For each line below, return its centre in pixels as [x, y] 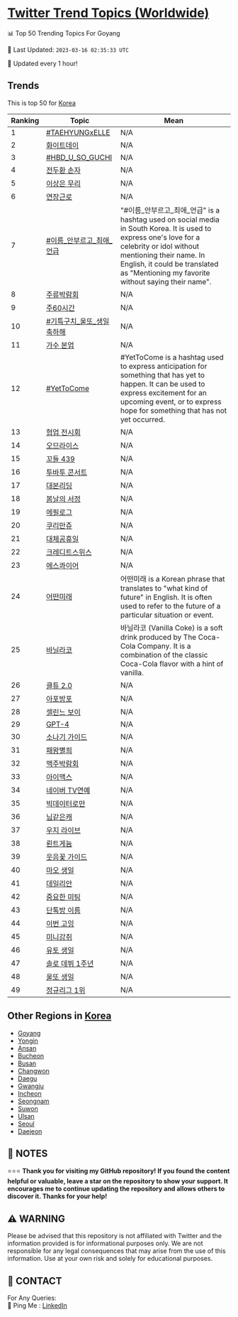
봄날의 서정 [63, 499]
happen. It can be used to [163, 384]
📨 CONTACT [35, 1281]
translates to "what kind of [164, 588]
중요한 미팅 [63, 897]
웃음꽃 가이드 [66, 856]
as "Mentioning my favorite [165, 273]
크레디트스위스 [69, 552]
